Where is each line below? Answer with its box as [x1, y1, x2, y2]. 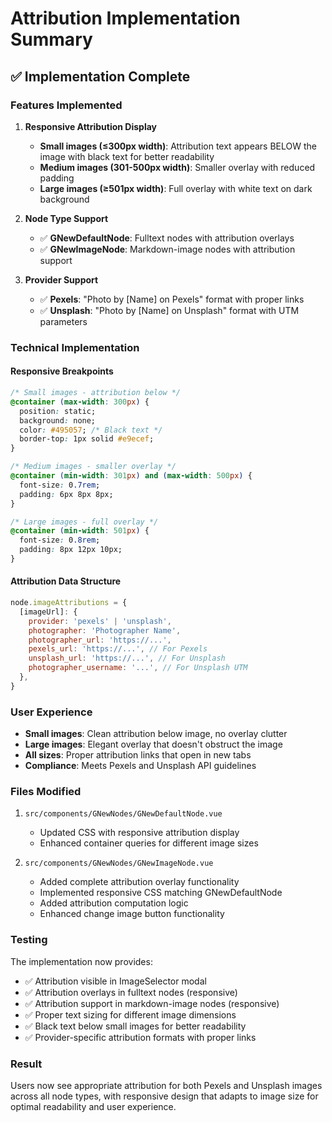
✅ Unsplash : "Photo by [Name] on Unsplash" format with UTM [39, 304, 300, 316]
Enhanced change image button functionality [39, 908, 225, 920]
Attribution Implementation [10, 7, 241, 30]
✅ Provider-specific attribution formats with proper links [24, 1031, 257, 1043]
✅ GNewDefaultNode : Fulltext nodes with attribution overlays [39, 232, 295, 244]
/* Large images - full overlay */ [10, 517, 159, 527]
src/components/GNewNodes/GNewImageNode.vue [24, 858, 214, 869]
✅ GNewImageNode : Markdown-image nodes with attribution [39, 243, 296, 255]
